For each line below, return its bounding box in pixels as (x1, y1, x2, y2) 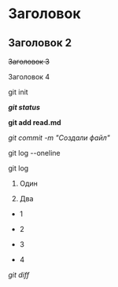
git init (8, 87, 29, 97)
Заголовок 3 (8, 57, 50, 66)
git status (8, 103, 41, 112)
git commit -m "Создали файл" (8, 133, 110, 142)
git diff (8, 270, 30, 279)
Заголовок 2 (8, 36, 72, 50)
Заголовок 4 (8, 72, 50, 81)
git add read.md (8, 118, 61, 127)
